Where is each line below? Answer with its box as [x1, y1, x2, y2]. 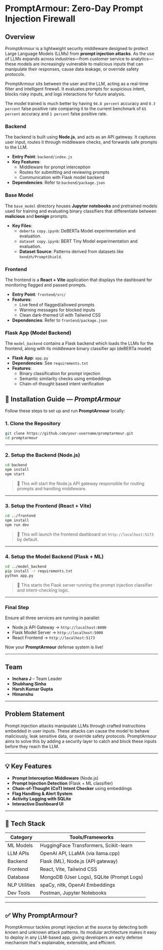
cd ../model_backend [5, 564, 47, 569]
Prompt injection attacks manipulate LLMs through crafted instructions [5, 723, 146, 729]
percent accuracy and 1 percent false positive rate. [5, 111, 108, 117]
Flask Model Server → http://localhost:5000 [12, 629, 103, 635]
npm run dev [5, 522, 29, 528]
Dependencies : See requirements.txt [12, 360, 88, 366]
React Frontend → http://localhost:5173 [12, 635, 95, 641]
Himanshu [12, 691, 33, 697]
